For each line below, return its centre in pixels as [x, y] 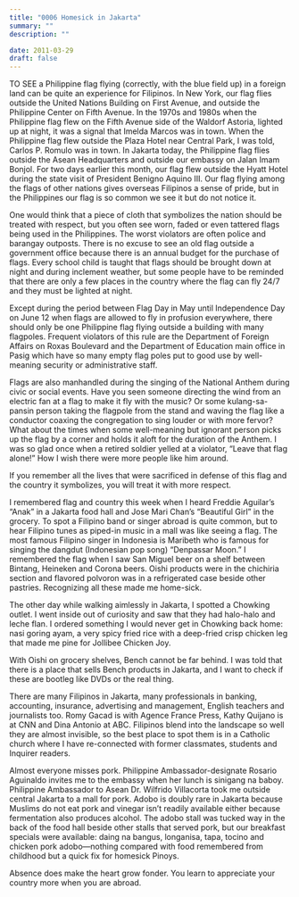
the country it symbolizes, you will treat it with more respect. [120, 485]
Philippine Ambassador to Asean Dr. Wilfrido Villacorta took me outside [140, 790]
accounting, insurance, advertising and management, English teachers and [147, 706]
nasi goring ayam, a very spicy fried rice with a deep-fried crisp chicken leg [149, 634]
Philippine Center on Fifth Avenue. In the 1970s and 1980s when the [133, 112]
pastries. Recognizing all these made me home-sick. [106, 588]
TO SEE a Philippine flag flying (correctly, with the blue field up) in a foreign [148, 84]
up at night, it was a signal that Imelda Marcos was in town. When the [137, 131]
